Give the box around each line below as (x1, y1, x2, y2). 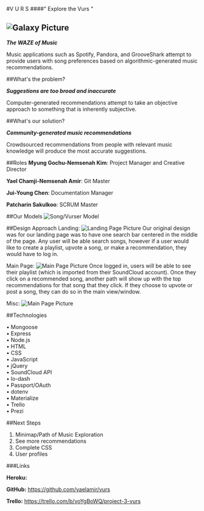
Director (6, 165, 27, 173)
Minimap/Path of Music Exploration (15, 431, 104, 438)
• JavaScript (6, 355, 38, 363)
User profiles (15, 450, 48, 457)
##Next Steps (6, 419, 41, 426)
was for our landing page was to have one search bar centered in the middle (6, 231, 198, 238)
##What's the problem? (6, 75, 66, 83)
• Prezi (6, 407, 24, 414)
